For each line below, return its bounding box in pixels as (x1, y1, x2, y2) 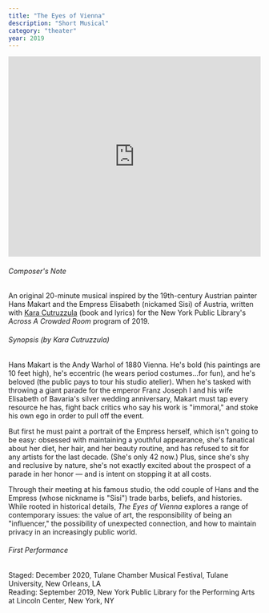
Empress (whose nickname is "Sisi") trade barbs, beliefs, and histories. (8, 493, 243, 502)
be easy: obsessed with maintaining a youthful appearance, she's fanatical (8, 434, 255, 445)
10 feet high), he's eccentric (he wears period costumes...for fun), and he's (8, 368, 256, 377)
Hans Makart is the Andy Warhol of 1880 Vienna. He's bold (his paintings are (8, 360, 261, 369)
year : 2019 (8, 34, 45, 42)
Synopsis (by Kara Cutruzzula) (8, 335, 110, 345)
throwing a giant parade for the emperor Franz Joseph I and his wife (8, 385, 234, 395)
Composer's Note (8, 266, 66, 276)
